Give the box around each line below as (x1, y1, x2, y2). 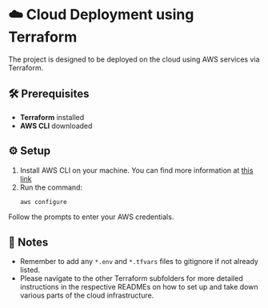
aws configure (19, 198, 67, 206)
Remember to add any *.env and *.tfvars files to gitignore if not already (19, 257, 258, 266)
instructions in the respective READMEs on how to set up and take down (19, 282, 258, 292)
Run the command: (19, 182, 82, 192)
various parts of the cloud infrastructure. (19, 290, 154, 300)
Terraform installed (19, 112, 85, 122)
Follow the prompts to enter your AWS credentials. (8, 212, 174, 222)
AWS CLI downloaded (19, 121, 93, 130)
